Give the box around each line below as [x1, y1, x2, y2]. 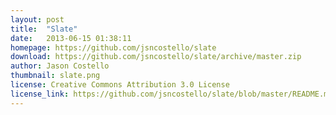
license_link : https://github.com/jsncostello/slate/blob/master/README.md [10, 89, 333, 99]
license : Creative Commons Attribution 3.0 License [10, 80, 230, 90]
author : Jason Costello [10, 61, 110, 71]
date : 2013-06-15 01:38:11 [10, 33, 132, 43]
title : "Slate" [10, 24, 78, 34]
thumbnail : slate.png [10, 71, 101, 81]
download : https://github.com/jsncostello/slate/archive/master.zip [10, 52, 302, 62]
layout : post [10, 14, 65, 25]
